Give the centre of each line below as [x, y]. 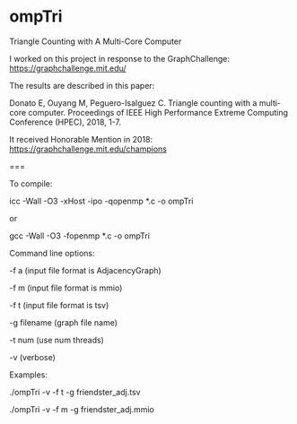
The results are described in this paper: [82, 85]
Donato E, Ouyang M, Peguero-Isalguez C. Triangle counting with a [133, 103]
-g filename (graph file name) [64, 322]
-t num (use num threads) [57, 340]
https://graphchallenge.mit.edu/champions [88, 149]
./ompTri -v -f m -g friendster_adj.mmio [82, 409]
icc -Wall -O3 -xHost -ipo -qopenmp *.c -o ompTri [101, 201]
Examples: [28, 375]
